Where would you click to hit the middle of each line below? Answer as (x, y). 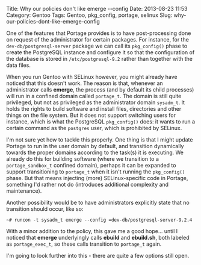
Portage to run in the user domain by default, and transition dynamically (95, 146)
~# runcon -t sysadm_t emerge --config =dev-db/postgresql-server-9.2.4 (99, 220)
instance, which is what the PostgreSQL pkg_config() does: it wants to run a (101, 122)
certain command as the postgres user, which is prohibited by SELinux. (94, 128)
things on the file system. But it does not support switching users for (91, 115)
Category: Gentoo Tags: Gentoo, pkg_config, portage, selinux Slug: (89, 15)
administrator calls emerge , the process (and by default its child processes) (100, 89)
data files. (19, 65)
